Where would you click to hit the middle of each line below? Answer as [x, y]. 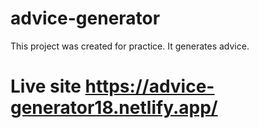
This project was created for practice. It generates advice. [130, 46]
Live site [46, 86]
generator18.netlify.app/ [114, 108]
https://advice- [149, 86]
